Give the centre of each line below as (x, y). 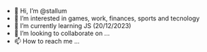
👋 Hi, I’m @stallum (40, 11)
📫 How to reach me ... (47, 41)
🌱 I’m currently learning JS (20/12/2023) (73, 26)
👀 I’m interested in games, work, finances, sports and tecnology (107, 18)
